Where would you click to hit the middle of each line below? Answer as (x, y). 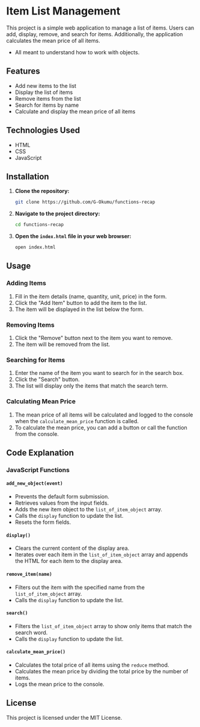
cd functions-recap (39, 225)
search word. (31, 632)
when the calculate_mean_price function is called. (77, 421)
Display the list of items (44, 92)
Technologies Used (43, 131)
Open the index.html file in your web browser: (73, 236)
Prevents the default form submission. (62, 497)
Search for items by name (47, 105)
